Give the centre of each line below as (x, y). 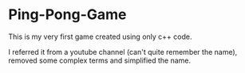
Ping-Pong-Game (67, 15)
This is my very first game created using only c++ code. (100, 36)
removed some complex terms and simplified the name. (100, 60)
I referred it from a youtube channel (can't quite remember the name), (123, 52)
